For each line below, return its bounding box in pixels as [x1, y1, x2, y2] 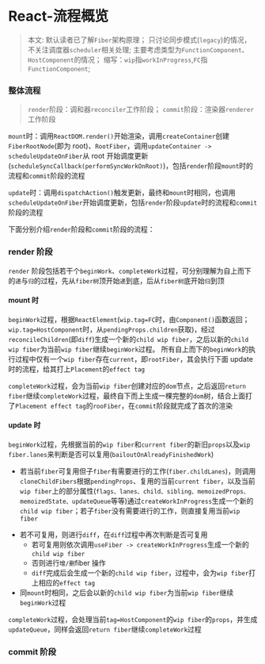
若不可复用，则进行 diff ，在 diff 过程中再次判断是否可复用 [19, 529, 208, 539]
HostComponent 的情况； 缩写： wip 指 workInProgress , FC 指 [27, 55, 208, 64]
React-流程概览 [8, 7, 109, 25]
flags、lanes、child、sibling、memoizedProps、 [96, 487, 250, 496]
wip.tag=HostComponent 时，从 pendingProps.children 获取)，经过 [8, 324, 215, 334]
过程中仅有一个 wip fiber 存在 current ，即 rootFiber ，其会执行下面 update [14, 354, 253, 363]
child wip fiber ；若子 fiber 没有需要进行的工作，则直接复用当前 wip [19, 505, 240, 516]
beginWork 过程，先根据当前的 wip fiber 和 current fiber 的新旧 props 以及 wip [8, 439, 251, 449]
